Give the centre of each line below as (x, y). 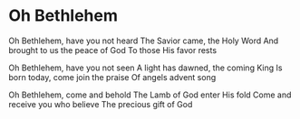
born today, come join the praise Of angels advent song (112, 77)
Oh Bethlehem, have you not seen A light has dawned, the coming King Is (145, 68)
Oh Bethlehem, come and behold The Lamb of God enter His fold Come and (150, 95)
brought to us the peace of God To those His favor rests (113, 50)
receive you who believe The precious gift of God (101, 104)
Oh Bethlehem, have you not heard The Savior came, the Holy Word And (144, 41)
